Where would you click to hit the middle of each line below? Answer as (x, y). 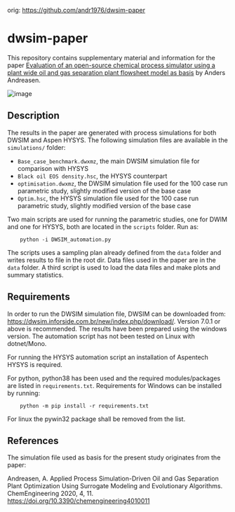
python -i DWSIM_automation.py (66, 240)
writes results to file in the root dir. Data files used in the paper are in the (112, 260)
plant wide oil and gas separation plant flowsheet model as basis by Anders (116, 72)
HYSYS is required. (35, 364)
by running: (24, 393)
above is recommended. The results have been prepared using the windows (117, 328)
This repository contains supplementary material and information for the (111, 57)
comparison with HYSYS (53, 168)
